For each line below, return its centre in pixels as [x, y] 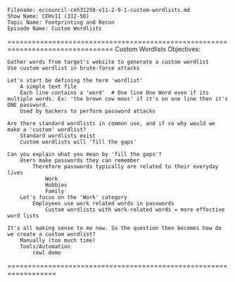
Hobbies [56, 185]
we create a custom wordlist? [52, 234]
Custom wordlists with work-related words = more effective [135, 210]
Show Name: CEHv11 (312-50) [49, 16]
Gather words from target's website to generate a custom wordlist [108, 62]
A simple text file [49, 86]
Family [55, 191]
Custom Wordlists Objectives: [158, 49]
